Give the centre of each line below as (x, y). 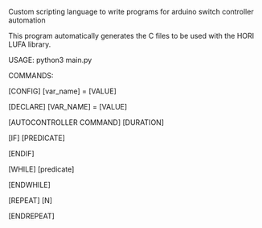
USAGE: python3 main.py (50, 60)
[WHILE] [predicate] (41, 169)
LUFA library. (30, 44)
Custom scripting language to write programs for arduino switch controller (131, 12)
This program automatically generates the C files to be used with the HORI (131, 36)
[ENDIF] (21, 153)
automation (27, 20)
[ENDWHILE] (29, 185)
